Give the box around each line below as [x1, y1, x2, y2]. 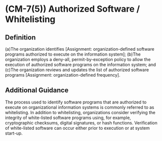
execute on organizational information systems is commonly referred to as [5, 104, 155, 110]
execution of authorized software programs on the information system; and [5, 62, 156, 67]
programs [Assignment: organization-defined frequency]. [5, 72, 121, 78]
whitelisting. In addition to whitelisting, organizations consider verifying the [5, 109, 156, 115]
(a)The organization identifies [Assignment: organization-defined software [5, 46, 155, 52]
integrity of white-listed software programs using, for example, [5, 115, 131, 121]
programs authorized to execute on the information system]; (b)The [5, 51, 141, 57]
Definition [5, 33, 36, 41]
